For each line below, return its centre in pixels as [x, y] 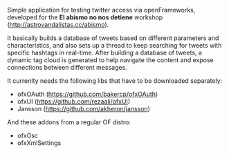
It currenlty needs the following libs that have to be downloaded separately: [115, 81]
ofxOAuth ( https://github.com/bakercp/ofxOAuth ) [88, 94]
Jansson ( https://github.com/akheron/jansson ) [84, 109]
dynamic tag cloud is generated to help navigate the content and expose [110, 60]
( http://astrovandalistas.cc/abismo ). [58, 25]
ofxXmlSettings [39, 143]
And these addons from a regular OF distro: [69, 122]
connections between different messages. [67, 67]
